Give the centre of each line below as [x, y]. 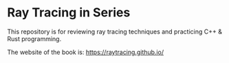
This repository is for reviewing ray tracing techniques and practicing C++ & [115, 32]
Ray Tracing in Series [69, 13]
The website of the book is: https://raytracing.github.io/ [85, 52]
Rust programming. [34, 38]
